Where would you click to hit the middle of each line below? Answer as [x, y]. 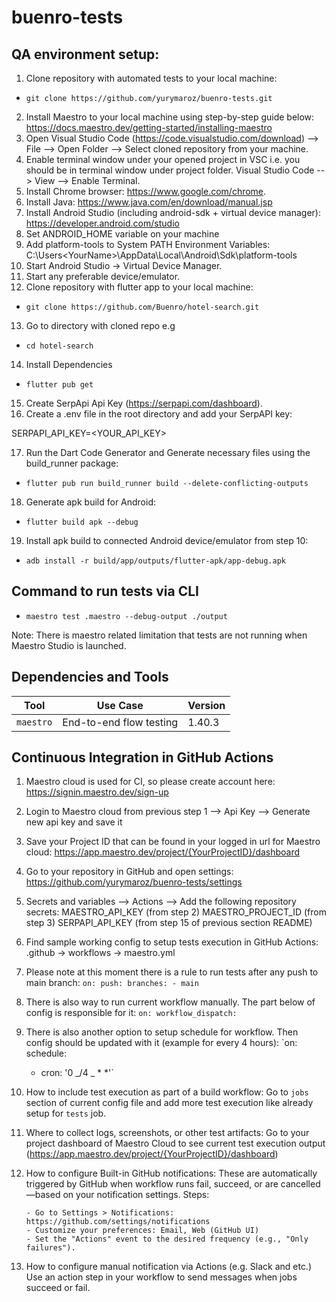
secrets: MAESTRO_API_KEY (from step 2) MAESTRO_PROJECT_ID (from [176, 912]
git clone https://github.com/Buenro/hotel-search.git [142, 307]
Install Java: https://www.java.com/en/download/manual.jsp [149, 202]
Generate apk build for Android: [91, 502]
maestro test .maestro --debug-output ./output [126, 616]
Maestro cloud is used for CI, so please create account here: [150, 782]
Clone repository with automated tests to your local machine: [151, 78]
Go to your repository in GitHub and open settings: [129, 872]
